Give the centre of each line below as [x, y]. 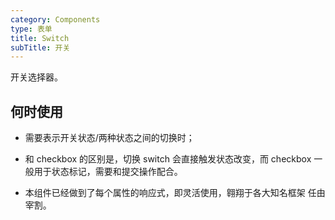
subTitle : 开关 [40, 47]
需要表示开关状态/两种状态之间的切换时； [109, 138]
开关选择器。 [36, 77]
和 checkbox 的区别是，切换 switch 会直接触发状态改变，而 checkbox [168, 159]
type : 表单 [31, 29]
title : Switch [40, 38]
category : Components [55, 19]
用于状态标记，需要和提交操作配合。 [108, 172]
